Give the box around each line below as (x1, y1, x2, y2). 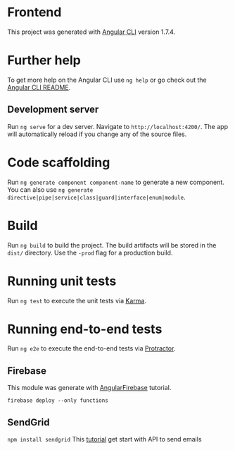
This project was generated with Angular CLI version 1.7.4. (7, 28, 176, 36)
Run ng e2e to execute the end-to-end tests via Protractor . (7, 344, 176, 353)
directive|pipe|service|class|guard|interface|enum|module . (7, 193, 186, 201)
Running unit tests (7, 273, 117, 289)
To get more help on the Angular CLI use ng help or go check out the (7, 75, 207, 84)
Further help (7, 52, 81, 68)
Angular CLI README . (7, 83, 71, 92)
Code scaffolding (7, 154, 110, 170)
